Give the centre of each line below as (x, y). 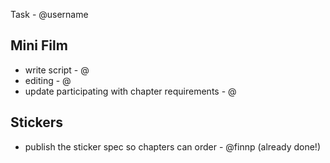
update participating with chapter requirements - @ (130, 91)
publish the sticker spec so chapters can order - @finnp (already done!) (172, 146)
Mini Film (39, 45)
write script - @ (57, 70)
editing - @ (48, 80)
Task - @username (49, 14)
